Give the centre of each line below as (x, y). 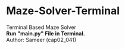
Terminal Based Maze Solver (41, 27)
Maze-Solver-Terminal (63, 11)
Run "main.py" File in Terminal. (46, 33)
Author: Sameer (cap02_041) (41, 40)
